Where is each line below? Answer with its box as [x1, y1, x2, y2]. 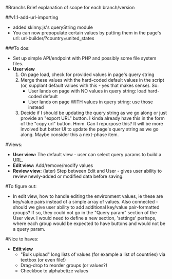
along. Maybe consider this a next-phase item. [20, 132, 119, 138]
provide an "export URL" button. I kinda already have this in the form [20, 115, 165, 121]
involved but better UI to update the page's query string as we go [20, 126, 159, 132]
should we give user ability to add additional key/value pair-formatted [12, 204, 160, 210]
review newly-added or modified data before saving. [12, 173, 124, 179]
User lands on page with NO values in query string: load [28, 88, 147, 94]
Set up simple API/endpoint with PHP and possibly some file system [12, 55, 157, 61]
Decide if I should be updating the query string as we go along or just [20, 110, 167, 116]
